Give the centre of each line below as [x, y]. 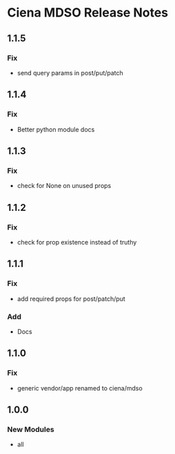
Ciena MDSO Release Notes [88, 13]
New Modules [31, 429]
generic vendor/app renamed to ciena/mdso [80, 388]
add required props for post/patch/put [71, 299]
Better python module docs [56, 129]
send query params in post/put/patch [70, 73]
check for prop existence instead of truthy [77, 242]
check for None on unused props [64, 186]
